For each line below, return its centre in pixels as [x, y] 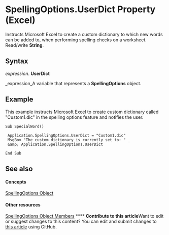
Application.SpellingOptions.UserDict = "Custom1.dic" [66, 135]
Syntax [17, 61]
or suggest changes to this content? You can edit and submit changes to [81, 221]
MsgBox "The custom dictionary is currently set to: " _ [69, 140]
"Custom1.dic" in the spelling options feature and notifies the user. [74, 117]
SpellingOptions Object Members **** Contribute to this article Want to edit [84, 216]
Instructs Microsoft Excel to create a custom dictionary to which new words [84, 34]
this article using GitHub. [31, 227]
